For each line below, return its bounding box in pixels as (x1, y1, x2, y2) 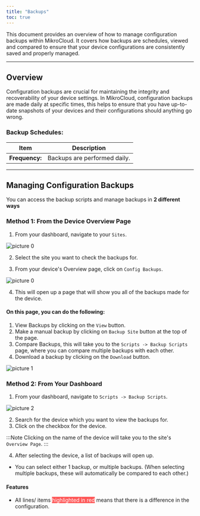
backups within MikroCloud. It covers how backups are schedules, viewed (6, 37, 189, 44)
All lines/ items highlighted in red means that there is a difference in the (14, 496, 189, 504)
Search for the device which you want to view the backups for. (14, 416, 168, 423)
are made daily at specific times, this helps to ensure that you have (6, 101, 170, 108)
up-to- (171, 101, 187, 108)
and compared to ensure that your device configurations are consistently (6, 43, 185, 51)
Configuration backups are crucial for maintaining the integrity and (6, 88, 170, 95)
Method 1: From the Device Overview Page (6, 217, 132, 226)
